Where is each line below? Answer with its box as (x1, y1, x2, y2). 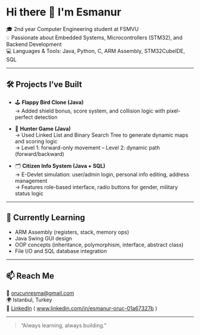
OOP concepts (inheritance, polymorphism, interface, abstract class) (14, 241, 184, 248)
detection (34, 113, 58, 121)
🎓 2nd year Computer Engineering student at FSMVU (6, 25, 139, 32)
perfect (14, 113, 33, 121)
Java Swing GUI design (14, 234, 73, 242)
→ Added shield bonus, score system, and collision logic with (14, 107, 165, 114)
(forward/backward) (14, 150, 64, 157)
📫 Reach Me (6, 271, 55, 281)
